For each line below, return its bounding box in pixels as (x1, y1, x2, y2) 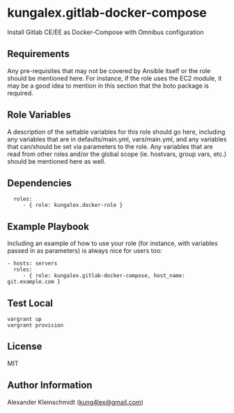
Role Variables (7, 109, 71, 121)
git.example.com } (7, 279, 61, 286)
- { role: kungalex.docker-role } (22, 202, 123, 209)
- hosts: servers (7, 260, 58, 267)
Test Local (7, 297, 54, 309)
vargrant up (7, 315, 42, 322)
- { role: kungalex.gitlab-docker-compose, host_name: (22, 272, 186, 279)
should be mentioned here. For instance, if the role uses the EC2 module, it (7, 74, 222, 82)
